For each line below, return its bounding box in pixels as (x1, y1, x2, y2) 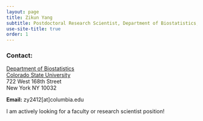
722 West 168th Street (6, 78, 62, 85)
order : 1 (6, 31, 28, 38)
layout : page (6, 8, 39, 15)
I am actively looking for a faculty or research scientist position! (6, 108, 165, 115)
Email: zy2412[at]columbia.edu (6, 96, 84, 103)
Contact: (6, 51, 33, 60)
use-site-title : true (6, 25, 61, 32)
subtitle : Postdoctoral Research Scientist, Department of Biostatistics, (6, 20, 199, 26)
